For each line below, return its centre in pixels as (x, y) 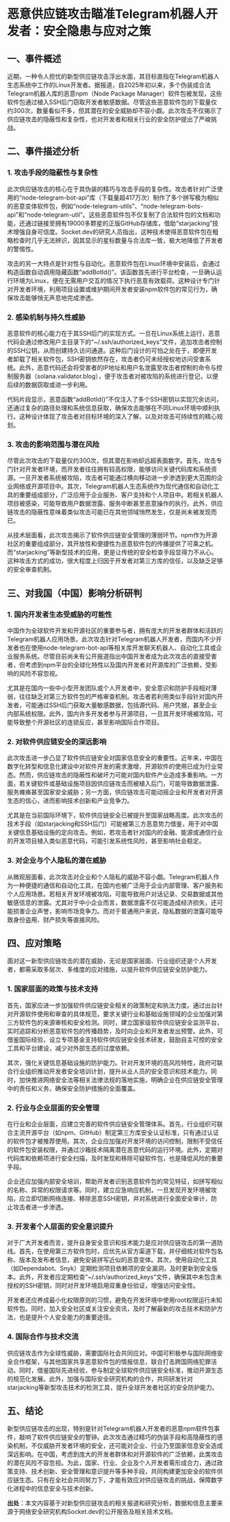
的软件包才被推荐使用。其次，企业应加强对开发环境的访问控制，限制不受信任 (115, 1141)
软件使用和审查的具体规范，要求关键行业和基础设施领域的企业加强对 (121, 1014)
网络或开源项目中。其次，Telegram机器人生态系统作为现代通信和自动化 (113, 487)
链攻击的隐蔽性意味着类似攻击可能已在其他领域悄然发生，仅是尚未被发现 (109, 512)
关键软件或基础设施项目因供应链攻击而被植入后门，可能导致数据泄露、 (124, 784)
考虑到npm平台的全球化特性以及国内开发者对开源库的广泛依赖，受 (118, 665)
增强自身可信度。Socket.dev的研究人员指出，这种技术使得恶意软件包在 (113, 232)
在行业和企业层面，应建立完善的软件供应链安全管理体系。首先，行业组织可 (112, 1124)
